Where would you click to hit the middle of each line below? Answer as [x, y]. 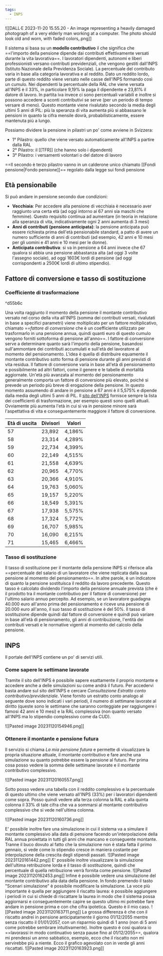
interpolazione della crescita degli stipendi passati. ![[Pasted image [72, 854]
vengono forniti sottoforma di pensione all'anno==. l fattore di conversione [80, 338]
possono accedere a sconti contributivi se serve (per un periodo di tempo [79, 100]
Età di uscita [22, 423]
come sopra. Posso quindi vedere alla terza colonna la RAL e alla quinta [77, 799]
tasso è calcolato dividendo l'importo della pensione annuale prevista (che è [81, 588]
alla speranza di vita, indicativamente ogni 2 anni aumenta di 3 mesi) [81, 222]
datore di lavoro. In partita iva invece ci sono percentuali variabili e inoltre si [81, 94]
